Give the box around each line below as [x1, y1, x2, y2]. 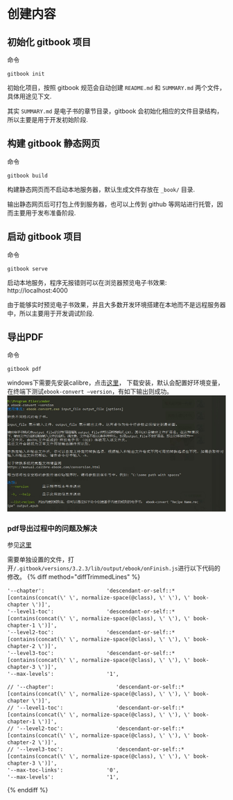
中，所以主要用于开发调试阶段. [7, 309, 95, 318]
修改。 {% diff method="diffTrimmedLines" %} [7, 573, 141, 581]
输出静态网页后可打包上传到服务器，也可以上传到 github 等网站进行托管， [7, 200, 217, 208]
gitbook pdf [7, 365, 42, 373]
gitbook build [7, 172, 49, 179]
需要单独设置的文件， [7, 555, 68, 564]
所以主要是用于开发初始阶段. [7, 116, 89, 123]
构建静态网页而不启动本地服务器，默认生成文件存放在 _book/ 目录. [7, 185, 196, 193]
